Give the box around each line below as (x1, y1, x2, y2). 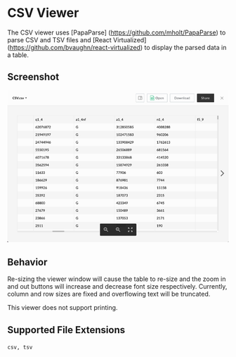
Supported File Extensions (7, 324, 126, 336)
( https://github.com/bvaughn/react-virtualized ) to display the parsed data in (7, 43, 227, 51)
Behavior (7, 256, 48, 268)
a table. (7, 51, 29, 59)
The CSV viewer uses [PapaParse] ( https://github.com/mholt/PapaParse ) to (7, 28, 226, 37)
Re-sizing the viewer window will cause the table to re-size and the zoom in (7, 275, 226, 283)
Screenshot (7, 71, 60, 83)
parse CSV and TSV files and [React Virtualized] (7, 35, 147, 44)
